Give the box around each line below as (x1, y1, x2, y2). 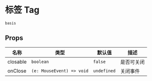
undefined (93, 68, 116, 73)
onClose (7, 67, 27, 74)
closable (7, 58, 27, 65)
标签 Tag (5, 4, 40, 16)
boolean (31, 59, 49, 65)
